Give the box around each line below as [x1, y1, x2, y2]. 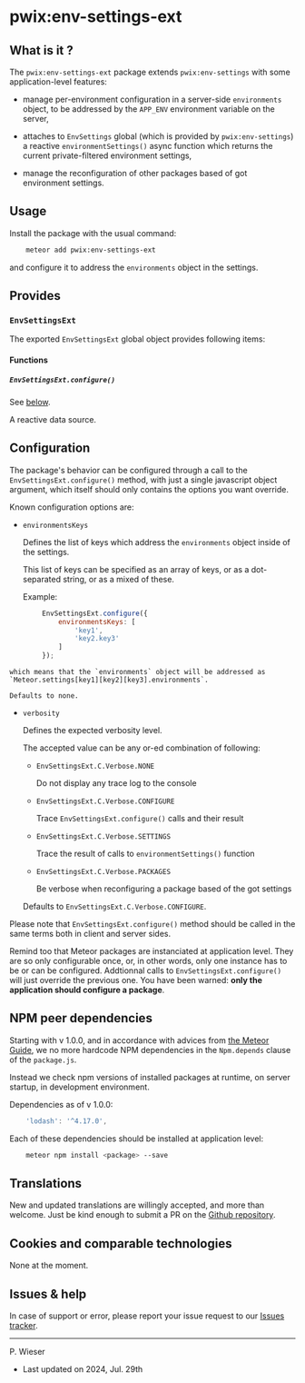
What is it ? [9, 43, 74, 58]
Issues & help [9, 1286, 87, 1301]
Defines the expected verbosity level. [22, 725, 162, 735]
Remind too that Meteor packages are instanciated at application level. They [9, 946, 294, 956]
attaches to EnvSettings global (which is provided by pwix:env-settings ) [22, 131, 294, 142]
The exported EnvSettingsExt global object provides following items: [9, 333, 266, 344]
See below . [9, 396, 51, 407]
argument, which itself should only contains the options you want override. [9, 483, 289, 494]
